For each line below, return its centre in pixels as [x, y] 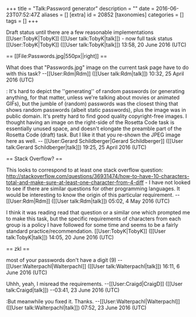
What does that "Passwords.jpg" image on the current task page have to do [97, 67]
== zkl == [18, 249]
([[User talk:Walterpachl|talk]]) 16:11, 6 [134, 266]
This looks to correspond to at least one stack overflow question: [85, 170]
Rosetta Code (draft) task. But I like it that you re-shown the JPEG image [93, 135]
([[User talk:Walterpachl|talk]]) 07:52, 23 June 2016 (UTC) [76, 308]
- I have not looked [168, 182]
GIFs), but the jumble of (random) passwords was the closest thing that [92, 104]
